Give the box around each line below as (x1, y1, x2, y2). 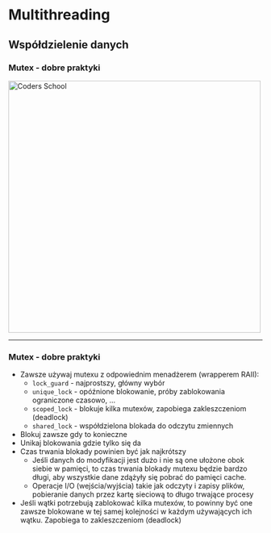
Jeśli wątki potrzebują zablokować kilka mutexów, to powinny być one (19, 498, 253, 508)
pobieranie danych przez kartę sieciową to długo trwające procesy (31, 489, 254, 499)
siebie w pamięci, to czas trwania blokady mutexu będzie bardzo (31, 464, 248, 473)
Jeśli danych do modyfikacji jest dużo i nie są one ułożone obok (31, 456, 244, 465)
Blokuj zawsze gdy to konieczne (19, 430, 127, 439)
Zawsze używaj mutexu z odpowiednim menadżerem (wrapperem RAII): (19, 369, 260, 380)
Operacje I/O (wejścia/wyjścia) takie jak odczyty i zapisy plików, (31, 481, 245, 491)
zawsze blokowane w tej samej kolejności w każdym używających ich (19, 506, 252, 517)
